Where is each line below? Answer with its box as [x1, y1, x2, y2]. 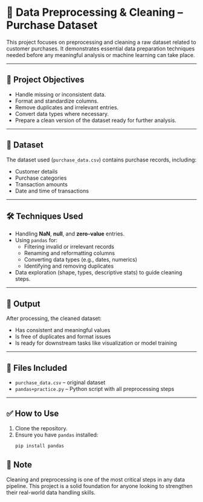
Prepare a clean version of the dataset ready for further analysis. [14, 117, 176, 124]
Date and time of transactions [14, 187, 89, 194]
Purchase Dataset [6, 18, 98, 32]
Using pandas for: [14, 237, 58, 244]
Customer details [14, 168, 58, 175]
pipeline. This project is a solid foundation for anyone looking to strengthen [6, 482, 193, 489]
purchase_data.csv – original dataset [14, 379, 106, 386]
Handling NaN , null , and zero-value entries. [14, 230, 125, 237]
